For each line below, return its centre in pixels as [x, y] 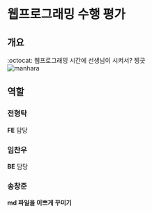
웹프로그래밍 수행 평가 [66, 14]
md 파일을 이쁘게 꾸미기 [39, 203]
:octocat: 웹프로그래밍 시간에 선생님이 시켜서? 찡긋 [76, 60]
